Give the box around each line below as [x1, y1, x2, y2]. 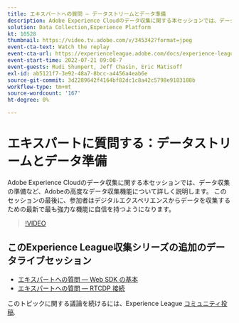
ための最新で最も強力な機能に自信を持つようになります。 [7, 204, 176, 213]
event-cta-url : [7, 51, 53, 58]
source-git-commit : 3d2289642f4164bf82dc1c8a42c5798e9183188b [7, 76, 196, 84]
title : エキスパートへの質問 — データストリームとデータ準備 [7, 10, 166, 18]
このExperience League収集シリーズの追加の [7, 241, 207, 253]
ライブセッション [16, 255, 92, 267]
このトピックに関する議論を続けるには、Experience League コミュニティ [7, 299, 222, 307]
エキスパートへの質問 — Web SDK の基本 [17, 275, 139, 283]
